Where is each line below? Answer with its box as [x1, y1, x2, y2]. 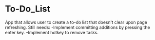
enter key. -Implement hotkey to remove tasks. [5, 29, 98, 35]
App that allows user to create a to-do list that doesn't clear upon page [5, 19, 148, 25]
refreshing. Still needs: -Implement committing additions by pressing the [5, 24, 150, 30]
